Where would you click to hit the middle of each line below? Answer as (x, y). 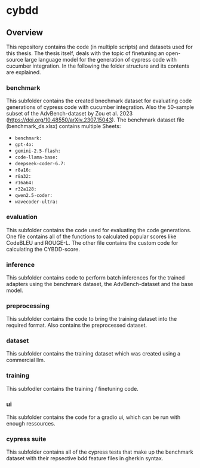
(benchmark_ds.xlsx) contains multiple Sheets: (64, 126)
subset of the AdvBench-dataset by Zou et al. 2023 (70, 114)
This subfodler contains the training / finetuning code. (72, 388)
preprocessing (28, 306)
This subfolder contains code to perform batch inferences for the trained (96, 277)
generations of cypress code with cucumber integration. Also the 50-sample (100, 107)
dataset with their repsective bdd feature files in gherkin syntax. (85, 458)
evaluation (22, 217)
